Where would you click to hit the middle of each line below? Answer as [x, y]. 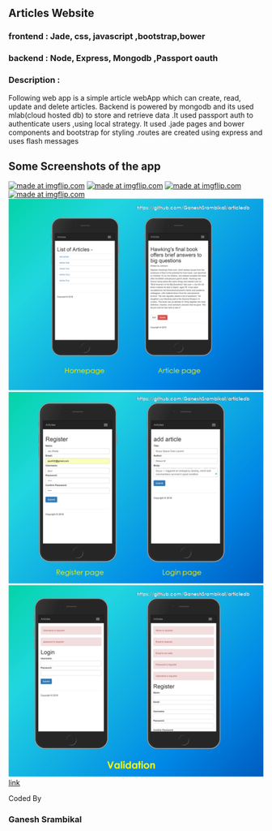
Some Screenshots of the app [85, 166]
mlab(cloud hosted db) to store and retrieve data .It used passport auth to [131, 115]
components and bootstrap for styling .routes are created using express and [136, 132]
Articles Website [51, 13]
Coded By [25, 799]
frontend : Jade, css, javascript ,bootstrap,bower [107, 37]
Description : [34, 80]
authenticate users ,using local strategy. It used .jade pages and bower [127, 123]
